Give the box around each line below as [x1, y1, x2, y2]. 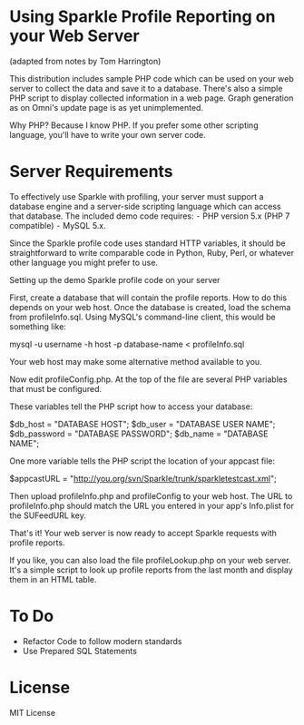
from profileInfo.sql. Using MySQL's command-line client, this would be [9, 311, 276, 322]
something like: [9, 320, 66, 332]
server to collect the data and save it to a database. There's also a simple [9, 83, 283, 93]
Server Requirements [9, 162, 174, 182]
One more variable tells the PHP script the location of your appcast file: [9, 456, 275, 466]
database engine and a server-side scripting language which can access [9, 201, 281, 211]
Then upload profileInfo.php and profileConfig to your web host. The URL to [9, 490, 293, 501]
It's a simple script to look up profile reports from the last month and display [9, 564, 293, 575]
